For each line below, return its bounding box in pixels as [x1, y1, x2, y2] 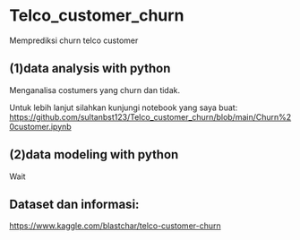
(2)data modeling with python [9, 147, 179, 162]
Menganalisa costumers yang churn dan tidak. [9, 84, 181, 95]
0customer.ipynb [9, 121, 72, 132]
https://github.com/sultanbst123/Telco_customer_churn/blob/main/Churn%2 [9, 111, 292, 122]
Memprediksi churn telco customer [9, 35, 139, 46]
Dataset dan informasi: [9, 196, 140, 211]
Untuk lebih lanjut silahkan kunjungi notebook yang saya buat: [9, 102, 238, 113]
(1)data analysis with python [9, 61, 171, 76]
